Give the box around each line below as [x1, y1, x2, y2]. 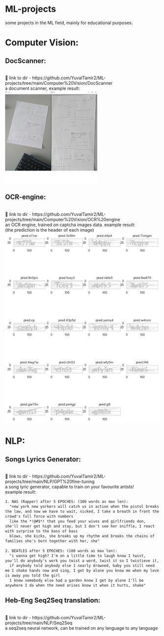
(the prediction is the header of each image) [5, 227, 94, 233]
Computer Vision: [5, 37, 79, 48]
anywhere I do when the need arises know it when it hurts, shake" [5, 583, 146, 588]
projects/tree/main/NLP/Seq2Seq [5, 620, 73, 626]
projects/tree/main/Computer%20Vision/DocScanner [5, 80, 113, 86]
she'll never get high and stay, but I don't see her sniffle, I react [5, 524, 155, 529]
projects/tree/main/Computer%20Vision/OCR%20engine [5, 216, 120, 222]
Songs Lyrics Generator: [5, 455, 81, 464]
